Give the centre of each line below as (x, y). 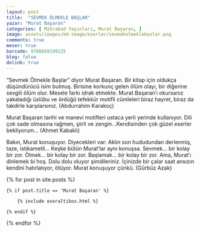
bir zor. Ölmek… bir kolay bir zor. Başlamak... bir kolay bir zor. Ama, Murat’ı (99, 154)
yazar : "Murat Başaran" (36, 23)
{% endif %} (21, 212)
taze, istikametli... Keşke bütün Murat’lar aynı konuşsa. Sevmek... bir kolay (98, 148)
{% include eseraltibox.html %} (58, 201)
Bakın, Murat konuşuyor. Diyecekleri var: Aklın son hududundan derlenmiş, (99, 142)
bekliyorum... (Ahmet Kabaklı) (43, 130)
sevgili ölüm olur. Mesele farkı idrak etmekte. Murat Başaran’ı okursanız (95, 93)
